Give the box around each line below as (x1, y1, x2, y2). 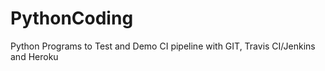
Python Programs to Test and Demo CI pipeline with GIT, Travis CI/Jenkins (10, 40, 316, 52)
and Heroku (10, 50, 59, 62)
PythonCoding (10, 7, 134, 30)
